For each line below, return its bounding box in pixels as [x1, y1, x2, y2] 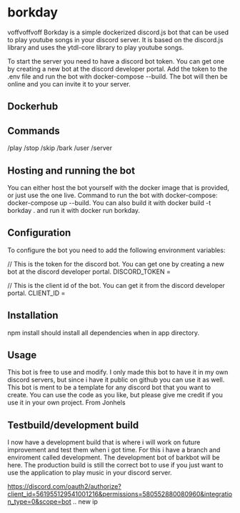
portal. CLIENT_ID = [7, 289, 66, 297]
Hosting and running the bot [7, 164, 136, 176]
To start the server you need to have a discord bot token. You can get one [7, 56, 225, 65]
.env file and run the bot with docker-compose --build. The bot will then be [7, 72, 228, 81]
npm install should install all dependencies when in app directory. [7, 328, 200, 337]
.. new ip [72, 497, 99, 506]
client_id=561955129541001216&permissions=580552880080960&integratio [7, 490, 233, 499]
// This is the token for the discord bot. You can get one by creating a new [7, 259, 225, 268]
